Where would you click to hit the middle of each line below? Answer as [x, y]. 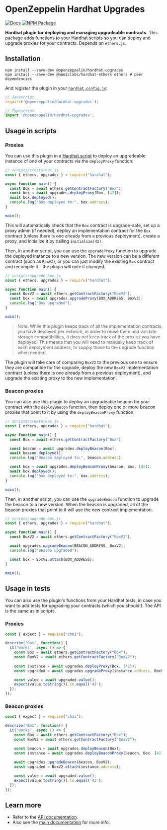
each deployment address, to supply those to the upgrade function [86, 347]
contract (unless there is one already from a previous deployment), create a [83, 236]
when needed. [32, 352]
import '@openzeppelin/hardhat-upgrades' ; [50, 115]
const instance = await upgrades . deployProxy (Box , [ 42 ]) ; [75, 666]
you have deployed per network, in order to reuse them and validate [87, 331]
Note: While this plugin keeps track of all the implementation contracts [89, 326]
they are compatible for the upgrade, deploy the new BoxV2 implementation [82, 367]
